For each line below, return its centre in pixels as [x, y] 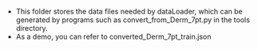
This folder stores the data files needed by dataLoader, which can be [129, 11]
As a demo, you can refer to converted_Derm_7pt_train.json [113, 36]
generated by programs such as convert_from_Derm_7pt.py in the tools [133, 20]
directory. [32, 28]
